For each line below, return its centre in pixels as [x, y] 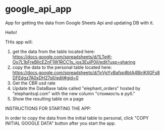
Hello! [11, 32]
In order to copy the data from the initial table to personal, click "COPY [77, 118]
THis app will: [19, 42]
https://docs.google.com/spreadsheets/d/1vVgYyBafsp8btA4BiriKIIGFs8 [86, 72]
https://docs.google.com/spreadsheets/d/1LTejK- [62, 57]
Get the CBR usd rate [34, 83]
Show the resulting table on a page [48, 99]
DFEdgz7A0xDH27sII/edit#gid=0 [45, 78]
